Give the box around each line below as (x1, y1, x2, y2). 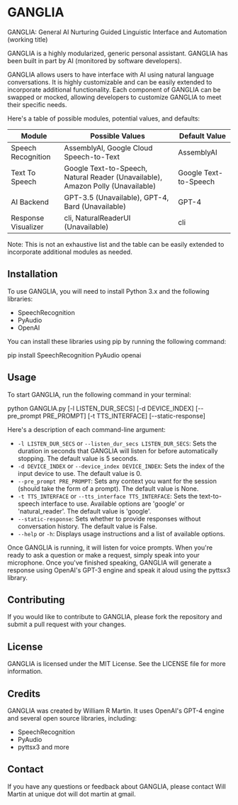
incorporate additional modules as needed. (7, 248, 132, 256)
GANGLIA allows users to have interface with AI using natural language (7, 70, 215, 79)
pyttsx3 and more (17, 743, 69, 751)
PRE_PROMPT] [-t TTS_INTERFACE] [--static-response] (42, 411, 205, 420)
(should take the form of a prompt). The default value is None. (17, 484, 199, 493)
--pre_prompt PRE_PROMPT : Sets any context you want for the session (17, 477, 217, 485)
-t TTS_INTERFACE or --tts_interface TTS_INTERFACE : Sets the (17, 492, 198, 500)
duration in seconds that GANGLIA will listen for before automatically (17, 446, 218, 455)
